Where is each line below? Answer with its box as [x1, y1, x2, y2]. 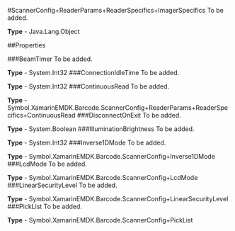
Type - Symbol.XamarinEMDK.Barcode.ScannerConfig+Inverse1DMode [7, 152, 216, 160]
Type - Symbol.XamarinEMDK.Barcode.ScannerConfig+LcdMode [7, 174, 198, 181]
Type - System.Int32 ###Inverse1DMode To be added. [7, 138, 166, 147]
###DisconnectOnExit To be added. [76, 111, 182, 119]
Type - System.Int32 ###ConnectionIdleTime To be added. [7, 69, 180, 77]
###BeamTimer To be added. [7, 55, 93, 63]
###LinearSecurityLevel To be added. [7, 181, 118, 189]
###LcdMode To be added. [7, 159, 87, 168]
